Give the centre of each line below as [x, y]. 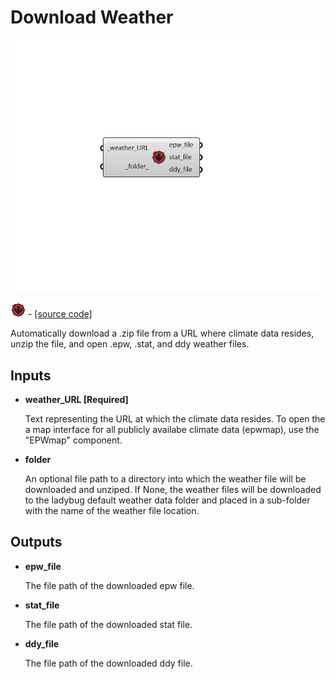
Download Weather [92, 17]
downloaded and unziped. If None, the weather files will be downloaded [173, 489]
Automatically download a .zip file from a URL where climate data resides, [162, 333]
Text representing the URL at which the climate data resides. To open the [175, 418]
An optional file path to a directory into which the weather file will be [165, 478]
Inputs [31, 375]
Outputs [36, 542]
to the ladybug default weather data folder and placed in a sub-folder [167, 500]
